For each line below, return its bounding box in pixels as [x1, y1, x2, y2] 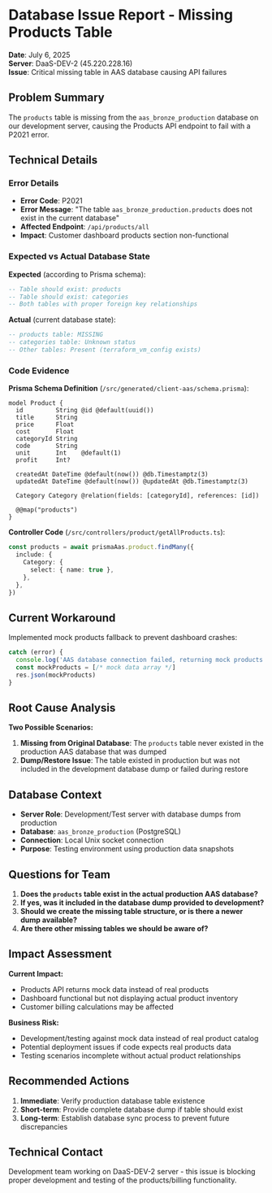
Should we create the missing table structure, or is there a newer [19, 907, 244, 917]
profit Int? [15, 456, 71, 464]
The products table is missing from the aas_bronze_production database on [8, 112, 259, 122]
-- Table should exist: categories [8, 293, 129, 301]
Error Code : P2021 [19, 196, 83, 206]
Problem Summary [8, 91, 105, 105]
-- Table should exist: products [8, 285, 122, 294]
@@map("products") [15, 506, 79, 514]
